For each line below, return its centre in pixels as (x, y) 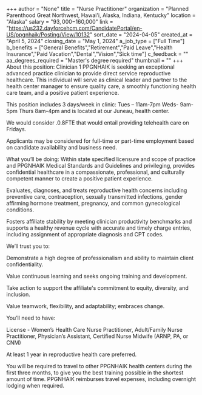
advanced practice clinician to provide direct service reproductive (89, 73)
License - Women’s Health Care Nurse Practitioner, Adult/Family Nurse (95, 330)
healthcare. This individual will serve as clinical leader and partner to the (97, 80)
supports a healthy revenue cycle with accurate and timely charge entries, (99, 228)
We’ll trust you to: (28, 246)
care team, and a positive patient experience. (63, 93)
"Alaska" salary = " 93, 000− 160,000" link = (60, 22)
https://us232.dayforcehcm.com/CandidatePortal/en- (76, 28)
